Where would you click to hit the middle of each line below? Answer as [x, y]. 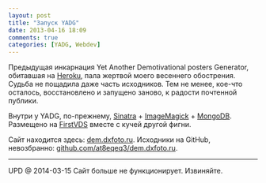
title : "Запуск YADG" [44, 23]
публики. [23, 101]
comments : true [33, 37]
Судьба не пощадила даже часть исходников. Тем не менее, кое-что [125, 84]
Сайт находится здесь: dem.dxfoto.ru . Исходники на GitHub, [110, 140]
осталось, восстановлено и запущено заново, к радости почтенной [123, 92]
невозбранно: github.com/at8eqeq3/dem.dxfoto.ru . [93, 148]
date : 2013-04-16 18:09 [47, 30]
